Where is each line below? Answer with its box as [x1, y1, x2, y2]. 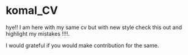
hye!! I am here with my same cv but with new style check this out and [5, 24, 183, 31]
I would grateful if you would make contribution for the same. [5, 42, 159, 49]
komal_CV [5, 4, 59, 18]
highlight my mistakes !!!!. [5, 30, 70, 37]
